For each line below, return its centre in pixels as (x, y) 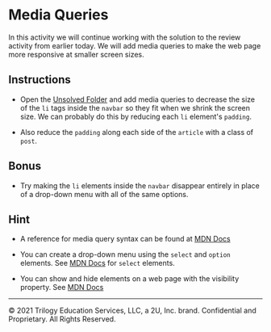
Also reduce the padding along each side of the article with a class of (137, 132)
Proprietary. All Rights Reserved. (62, 319)
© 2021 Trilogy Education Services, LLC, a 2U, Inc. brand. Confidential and (132, 311)
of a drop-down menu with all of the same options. (104, 194)
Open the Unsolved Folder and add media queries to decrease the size (138, 99)
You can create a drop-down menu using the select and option (125, 254)
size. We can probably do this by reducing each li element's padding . (136, 116)
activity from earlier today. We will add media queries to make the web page (135, 45)
